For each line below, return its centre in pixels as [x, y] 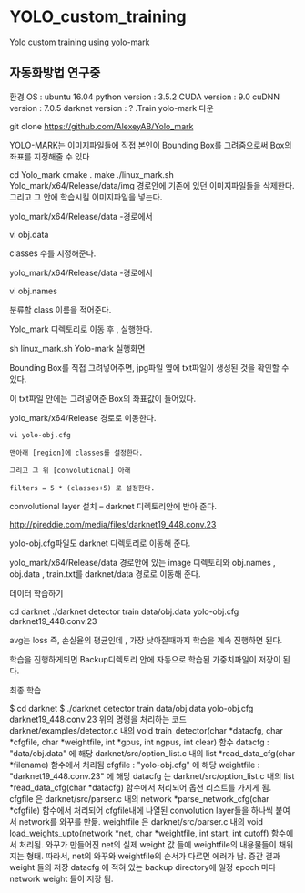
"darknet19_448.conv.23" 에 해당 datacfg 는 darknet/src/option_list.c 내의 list [152, 775]
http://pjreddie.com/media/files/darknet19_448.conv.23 [113, 524]
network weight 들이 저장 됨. [61, 878]
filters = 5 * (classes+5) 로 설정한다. [82, 488]
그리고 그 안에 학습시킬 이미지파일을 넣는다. [86, 197]
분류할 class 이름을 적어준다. [61, 309]
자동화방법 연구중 [55, 73]
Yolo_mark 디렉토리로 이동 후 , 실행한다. [81, 329]
